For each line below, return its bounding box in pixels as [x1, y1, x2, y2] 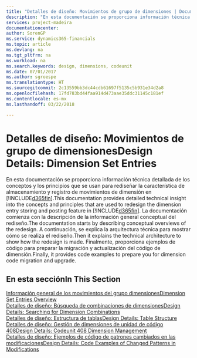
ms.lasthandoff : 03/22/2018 [6, 101, 75, 107]
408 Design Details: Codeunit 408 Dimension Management [6, 327, 147, 335]
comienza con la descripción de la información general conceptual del [6, 214, 176, 221]
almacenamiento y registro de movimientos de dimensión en [6, 188, 152, 195]
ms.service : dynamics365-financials [6, 36, 96, 42]
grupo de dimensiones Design [6, 144, 153, 157]
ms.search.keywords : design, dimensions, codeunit [6, 63, 133, 69]
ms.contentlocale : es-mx [6, 96, 67, 102]
